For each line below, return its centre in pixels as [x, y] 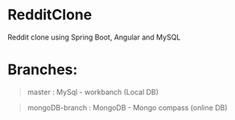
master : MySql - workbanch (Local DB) [93, 92]
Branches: [43, 70]
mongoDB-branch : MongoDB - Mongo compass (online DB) [127, 107]
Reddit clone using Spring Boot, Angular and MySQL [94, 37]
